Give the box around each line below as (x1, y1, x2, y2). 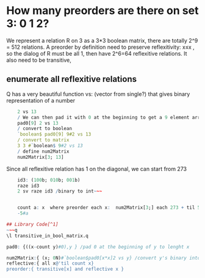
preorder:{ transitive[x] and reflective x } (6, 266, 124, 273)
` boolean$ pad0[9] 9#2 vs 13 (17, 131, 92, 137)
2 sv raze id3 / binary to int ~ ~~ (17, 188, 103, 194)
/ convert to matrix (17, 137, 70, 144)
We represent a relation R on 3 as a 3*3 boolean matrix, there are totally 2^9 (6, 37, 198, 44)
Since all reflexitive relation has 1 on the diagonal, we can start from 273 (6, 165, 187, 172)
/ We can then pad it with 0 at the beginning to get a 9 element (17, 114, 190, 120)
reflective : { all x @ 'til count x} (6, 260, 95, 266)
